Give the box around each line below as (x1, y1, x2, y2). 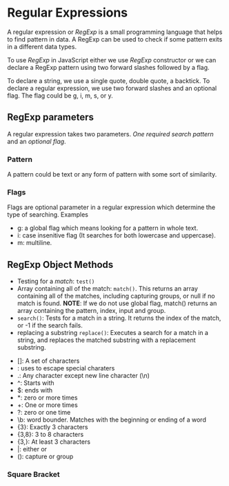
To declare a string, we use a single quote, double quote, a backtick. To (7, 76, 210, 84)
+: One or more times (17, 401, 78, 409)
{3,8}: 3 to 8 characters (17, 431, 84, 439)
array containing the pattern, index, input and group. (17, 307, 166, 315)
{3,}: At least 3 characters (17, 438, 91, 446)
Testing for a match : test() (17, 277, 95, 285)
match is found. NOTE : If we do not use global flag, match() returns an (17, 299, 217, 307)
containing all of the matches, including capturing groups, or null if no (17, 292, 215, 300)
